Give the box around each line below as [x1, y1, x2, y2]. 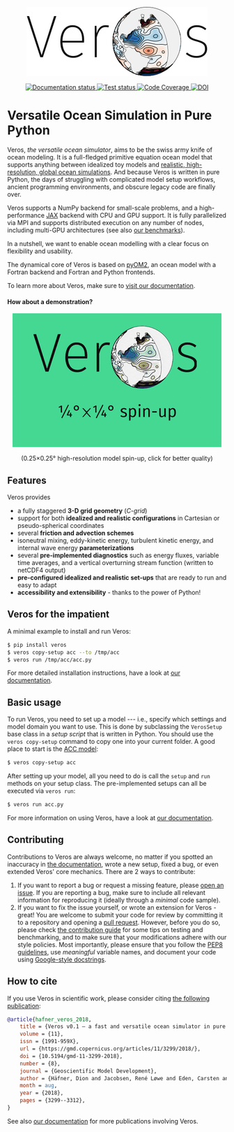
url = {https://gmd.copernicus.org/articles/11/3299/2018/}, [19, 1045, 201, 1052]
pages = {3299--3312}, [19, 1097, 86, 1104]
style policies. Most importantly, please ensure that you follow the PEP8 [17, 940, 223, 949]
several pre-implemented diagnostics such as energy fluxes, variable [17, 551, 219, 559]
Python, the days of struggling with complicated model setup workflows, [7, 175, 216, 183]
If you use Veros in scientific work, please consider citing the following [7, 994, 210, 1003]
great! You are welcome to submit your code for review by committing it [17, 910, 223, 919]
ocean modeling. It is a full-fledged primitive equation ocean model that [7, 152, 212, 161]
